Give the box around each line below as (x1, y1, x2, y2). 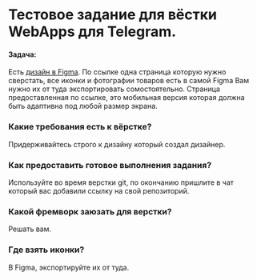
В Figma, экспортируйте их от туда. (8, 262, 130, 272)
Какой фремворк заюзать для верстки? (8, 206, 172, 217)
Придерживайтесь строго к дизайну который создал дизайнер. (8, 139, 226, 149)
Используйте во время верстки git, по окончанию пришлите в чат (8, 178, 235, 187)
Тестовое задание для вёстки (8, 6, 218, 24)
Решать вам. (8, 224, 52, 234)
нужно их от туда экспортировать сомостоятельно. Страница (8, 84, 220, 94)
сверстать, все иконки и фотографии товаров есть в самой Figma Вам (8, 76, 250, 86)
